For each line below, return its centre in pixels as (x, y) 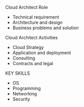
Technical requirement (36, 17)
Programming (27, 88)
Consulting (24, 58)
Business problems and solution (46, 28)
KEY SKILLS (18, 73)
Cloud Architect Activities (31, 38)
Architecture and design (37, 22)
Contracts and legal (33, 63)
